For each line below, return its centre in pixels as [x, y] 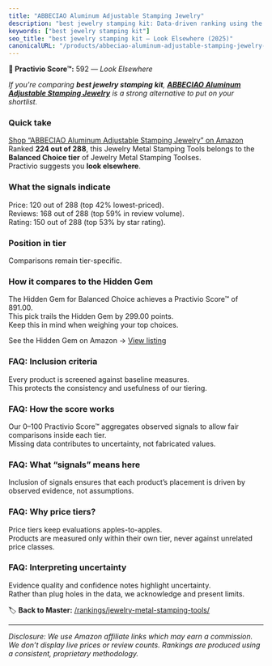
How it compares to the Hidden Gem [81, 282]
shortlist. [23, 102]
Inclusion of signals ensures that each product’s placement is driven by [127, 482]
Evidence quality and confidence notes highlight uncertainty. [110, 585]
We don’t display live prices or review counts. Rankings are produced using [134, 645]
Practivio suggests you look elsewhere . [75, 166]
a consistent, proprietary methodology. [74, 653]
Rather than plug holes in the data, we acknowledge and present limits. [127, 594]
